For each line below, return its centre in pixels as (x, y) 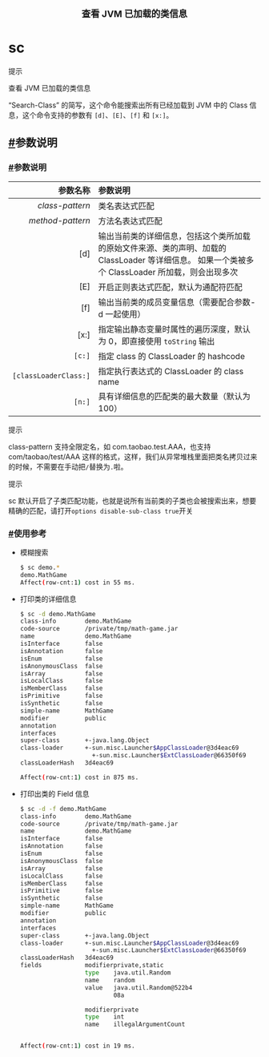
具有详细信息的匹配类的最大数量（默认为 (174, 396)
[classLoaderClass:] (51, 375)
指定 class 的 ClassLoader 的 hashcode (172, 356)
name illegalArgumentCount (135, 1025)
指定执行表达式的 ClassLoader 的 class (171, 371)
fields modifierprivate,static (92, 966)
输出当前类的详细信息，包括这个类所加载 (174, 236)
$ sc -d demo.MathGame (58, 614)
